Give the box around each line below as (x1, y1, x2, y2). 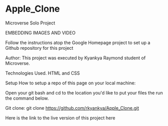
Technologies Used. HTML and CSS (5, 70, 80, 76)
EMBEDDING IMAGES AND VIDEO (5, 29, 76, 36)
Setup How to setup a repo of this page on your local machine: (5, 80, 136, 86)
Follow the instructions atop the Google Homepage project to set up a (5, 39, 151, 46)
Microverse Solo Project (5, 20, 56, 26)
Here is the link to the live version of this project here (5, 115, 115, 121)
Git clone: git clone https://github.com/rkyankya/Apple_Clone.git (5, 105, 139, 111)
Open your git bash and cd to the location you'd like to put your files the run (5, 89, 163, 96)
